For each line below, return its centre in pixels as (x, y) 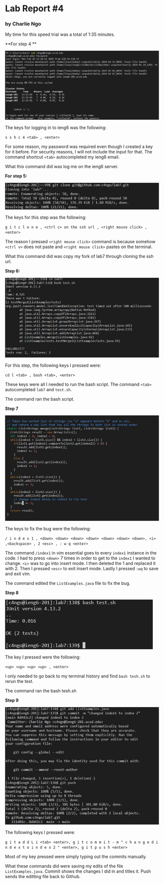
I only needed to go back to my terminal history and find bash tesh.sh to (78, 676)
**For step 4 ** (21, 44)
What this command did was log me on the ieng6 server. (62, 167)
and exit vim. (18, 574)
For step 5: (16, 176)
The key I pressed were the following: (43, 657)
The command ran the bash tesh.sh (41, 691)
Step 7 (12, 408)
